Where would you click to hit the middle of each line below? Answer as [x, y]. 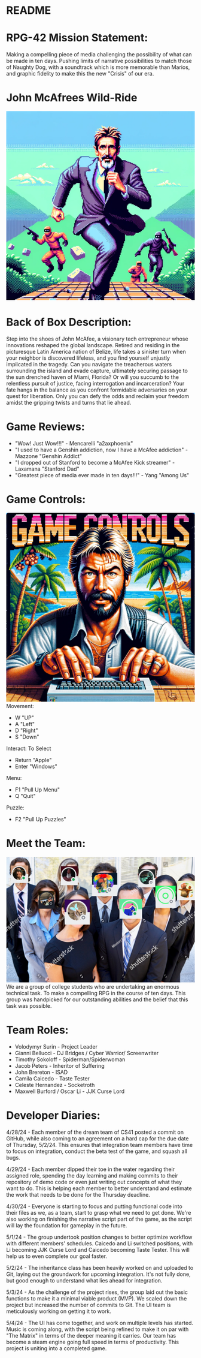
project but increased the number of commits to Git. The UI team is [89, 1305]
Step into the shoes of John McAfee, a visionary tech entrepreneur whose [97, 339]
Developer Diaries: [53, 1115]
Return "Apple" [33, 760]
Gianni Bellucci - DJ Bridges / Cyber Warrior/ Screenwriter [87, 1053]
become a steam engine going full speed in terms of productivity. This [93, 1342]
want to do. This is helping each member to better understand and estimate [99, 1188]
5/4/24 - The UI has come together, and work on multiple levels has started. [100, 1323]
